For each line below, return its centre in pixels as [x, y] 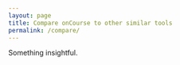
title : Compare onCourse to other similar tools [90, 23]
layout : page [30, 15]
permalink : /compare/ [44, 30]
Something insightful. [43, 53]
